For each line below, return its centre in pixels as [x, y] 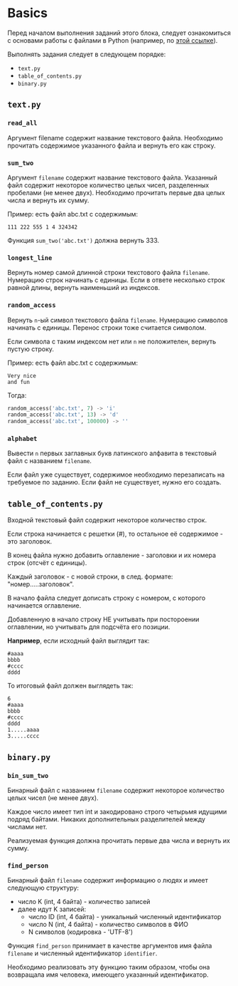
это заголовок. [30, 541]
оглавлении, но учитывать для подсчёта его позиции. [89, 627]
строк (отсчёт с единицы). [47, 563]
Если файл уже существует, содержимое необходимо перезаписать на [116, 474]
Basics [28, 13]
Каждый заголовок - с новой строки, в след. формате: [90, 577]
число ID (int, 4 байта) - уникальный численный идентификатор [125, 917]
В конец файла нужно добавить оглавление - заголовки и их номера [112, 555]
